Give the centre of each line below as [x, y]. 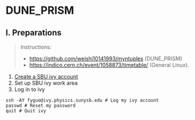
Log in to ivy [30, 89]
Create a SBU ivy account [46, 76]
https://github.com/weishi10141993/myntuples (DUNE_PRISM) [106, 58]
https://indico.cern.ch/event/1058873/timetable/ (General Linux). [109, 65]
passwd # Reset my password [41, 106]
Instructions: [36, 47]
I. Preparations [34, 33]
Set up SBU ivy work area [46, 83]
